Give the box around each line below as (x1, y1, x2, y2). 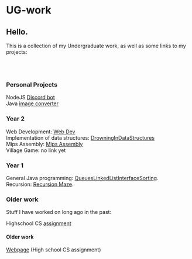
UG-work (6, 4, 52, 17)
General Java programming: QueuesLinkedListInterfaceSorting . (6, 174, 159, 181)
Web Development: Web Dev (6, 128, 76, 135)
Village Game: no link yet (6, 147, 66, 154)
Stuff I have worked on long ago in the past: (6, 209, 112, 216)
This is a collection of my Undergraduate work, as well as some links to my (6, 42, 186, 49)
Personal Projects (6, 80, 57, 88)
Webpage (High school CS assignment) (6, 246, 101, 253)
